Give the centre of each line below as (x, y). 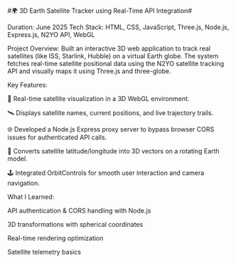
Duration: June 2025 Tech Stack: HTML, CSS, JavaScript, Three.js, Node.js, (118, 27)
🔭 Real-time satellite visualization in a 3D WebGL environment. (98, 98)
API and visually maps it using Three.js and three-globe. (90, 71)
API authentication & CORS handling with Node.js (79, 210)
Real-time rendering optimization (55, 238)
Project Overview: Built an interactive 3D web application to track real (109, 48)
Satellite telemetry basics (44, 252)
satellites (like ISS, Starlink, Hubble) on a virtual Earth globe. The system (113, 56)
